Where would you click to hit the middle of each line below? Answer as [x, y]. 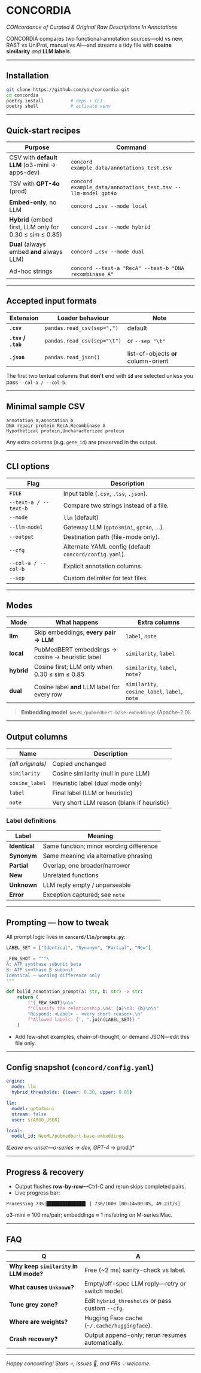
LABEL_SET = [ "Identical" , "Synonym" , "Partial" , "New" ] [79, 948]
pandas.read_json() [72, 357]
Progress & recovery [45, 1172]
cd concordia [22, 95]
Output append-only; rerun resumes [136, 1335]
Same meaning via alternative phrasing [98, 856]
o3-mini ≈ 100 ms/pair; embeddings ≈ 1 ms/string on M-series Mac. [89, 1215]
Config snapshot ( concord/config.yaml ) [80, 1067]
